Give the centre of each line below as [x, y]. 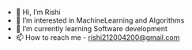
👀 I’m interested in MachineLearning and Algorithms [100, 20]
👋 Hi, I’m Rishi [38, 12]
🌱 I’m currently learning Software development [91, 29]
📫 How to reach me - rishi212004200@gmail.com [98, 37]
